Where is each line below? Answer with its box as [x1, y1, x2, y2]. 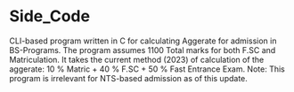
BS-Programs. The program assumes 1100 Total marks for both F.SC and [9, 44, 276, 55]
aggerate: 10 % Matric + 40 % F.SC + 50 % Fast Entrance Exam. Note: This [9, 64, 285, 74]
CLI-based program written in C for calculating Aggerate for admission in [9, 35, 277, 46]
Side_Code [9, 6, 91, 27]
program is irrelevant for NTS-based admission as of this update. [9, 73, 248, 83]
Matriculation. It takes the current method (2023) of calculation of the [9, 54, 265, 65]
